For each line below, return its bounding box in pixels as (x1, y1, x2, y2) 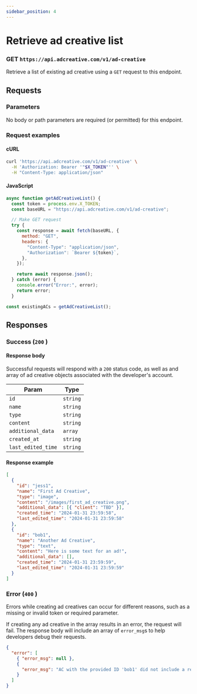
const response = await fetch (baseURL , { (16, 228, 119, 234)
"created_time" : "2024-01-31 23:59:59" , (16, 559, 117, 565)
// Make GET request (11, 217, 62, 223)
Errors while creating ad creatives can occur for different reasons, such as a (6, 603, 190, 610)
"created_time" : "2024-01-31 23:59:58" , (16, 510, 117, 516)
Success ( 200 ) (6, 338, 48, 346)
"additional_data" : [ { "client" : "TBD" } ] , (16, 505, 125, 511)
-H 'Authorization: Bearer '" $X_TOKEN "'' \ (11, 164, 119, 170)
